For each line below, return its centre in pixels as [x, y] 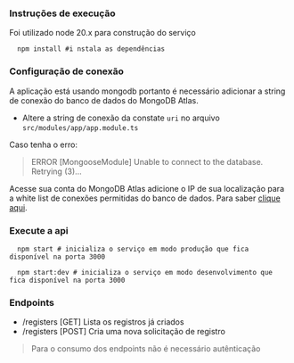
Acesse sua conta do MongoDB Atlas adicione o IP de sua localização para [147, 188]
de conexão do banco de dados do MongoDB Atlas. [104, 100]
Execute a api [39, 230]
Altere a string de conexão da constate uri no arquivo [121, 118]
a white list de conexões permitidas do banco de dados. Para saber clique [145, 198]
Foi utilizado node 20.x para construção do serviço [102, 33]
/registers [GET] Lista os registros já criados [103, 322]
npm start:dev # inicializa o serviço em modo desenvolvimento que [145, 272]
